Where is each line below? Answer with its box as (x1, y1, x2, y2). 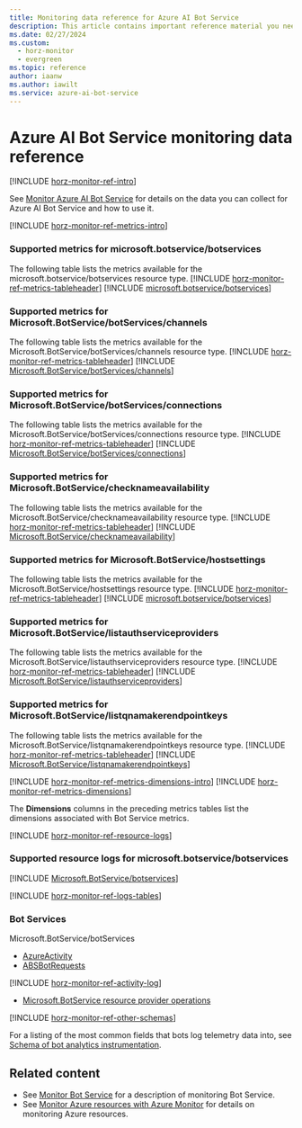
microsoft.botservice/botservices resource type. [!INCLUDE (9, 273, 231, 283)
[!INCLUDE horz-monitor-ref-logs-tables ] (9, 890, 162, 900)
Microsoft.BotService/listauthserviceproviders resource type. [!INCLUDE (9, 657, 278, 667)
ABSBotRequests (22, 960, 85, 971)
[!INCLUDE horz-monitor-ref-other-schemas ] (9, 1013, 177, 1024)
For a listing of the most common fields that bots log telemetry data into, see (9, 1030, 292, 1041)
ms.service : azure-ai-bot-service (9, 88, 139, 97)
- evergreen (17, 55, 63, 64)
